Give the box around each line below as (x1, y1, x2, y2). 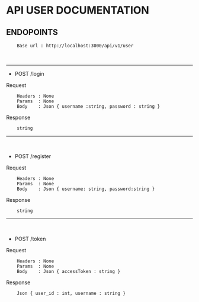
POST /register (14, 153, 52, 160)
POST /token (14, 235, 46, 242)
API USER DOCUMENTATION (6, 4, 149, 17)
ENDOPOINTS (6, 27, 58, 37)
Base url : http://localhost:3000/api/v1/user (17, 43, 134, 49)
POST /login (14, 70, 44, 77)
